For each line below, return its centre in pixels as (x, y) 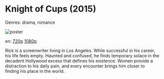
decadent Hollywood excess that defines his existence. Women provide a (79, 61)
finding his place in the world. (35, 71)
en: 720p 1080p (21, 41)
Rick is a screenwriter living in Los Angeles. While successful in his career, (80, 50)
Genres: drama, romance (30, 22)
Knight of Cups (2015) (51, 9)
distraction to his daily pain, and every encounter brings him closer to (75, 66)
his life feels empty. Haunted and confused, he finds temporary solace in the (82, 55)
